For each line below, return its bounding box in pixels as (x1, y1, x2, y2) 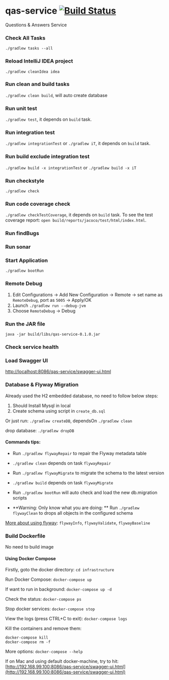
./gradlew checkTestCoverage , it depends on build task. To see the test (5, 212, 153, 218)
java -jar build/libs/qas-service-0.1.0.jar (5, 332, 100, 337)
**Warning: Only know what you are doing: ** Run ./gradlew (12, 505, 140, 511)
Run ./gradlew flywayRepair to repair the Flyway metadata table (12, 450, 147, 456)
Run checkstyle (5, 177, 44, 184)
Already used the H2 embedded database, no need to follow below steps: (5, 392, 158, 399)
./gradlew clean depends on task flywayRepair (12, 460, 111, 466)
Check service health (5, 343, 59, 350)
